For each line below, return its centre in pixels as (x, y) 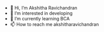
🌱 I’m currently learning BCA (40, 19)
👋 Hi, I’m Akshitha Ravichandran (44, 8)
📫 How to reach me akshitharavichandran (55, 24)
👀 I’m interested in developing (41, 13)
